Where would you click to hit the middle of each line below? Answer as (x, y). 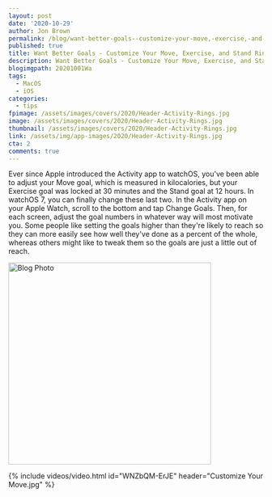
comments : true (34, 151)
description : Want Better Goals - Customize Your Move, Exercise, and (130, 61)
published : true (36, 46)
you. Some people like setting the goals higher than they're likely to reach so (136, 225)
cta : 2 (19, 143)
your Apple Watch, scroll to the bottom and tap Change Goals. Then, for (128, 208)
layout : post (30, 16)
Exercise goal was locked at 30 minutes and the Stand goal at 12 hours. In (131, 192)
